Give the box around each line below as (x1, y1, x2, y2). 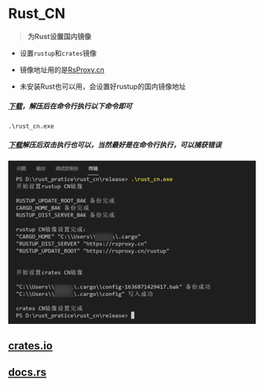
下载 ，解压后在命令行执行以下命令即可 (8, 101, 132, 111)
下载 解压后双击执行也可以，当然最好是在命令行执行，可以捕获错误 (8, 140, 222, 149)
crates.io (8, 339, 53, 352)
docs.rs (8, 366, 47, 379)
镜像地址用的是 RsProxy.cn (19, 64, 104, 75)
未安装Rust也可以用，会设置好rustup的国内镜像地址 (19, 82, 186, 91)
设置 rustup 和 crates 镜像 (19, 48, 97, 57)
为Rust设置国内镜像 (27, 31, 92, 41)
